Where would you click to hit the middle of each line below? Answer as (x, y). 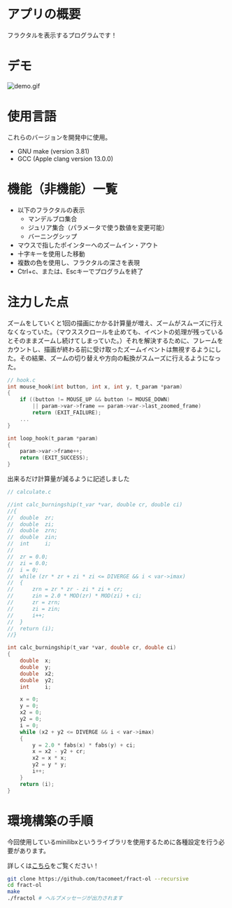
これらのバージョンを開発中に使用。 (59, 137)
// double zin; (32, 537)
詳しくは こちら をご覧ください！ (53, 865)
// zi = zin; (34, 609)
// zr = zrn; (34, 603)
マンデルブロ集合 (52, 219)
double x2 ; (37, 674)
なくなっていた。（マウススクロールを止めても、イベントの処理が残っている (115, 332)
